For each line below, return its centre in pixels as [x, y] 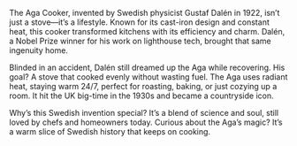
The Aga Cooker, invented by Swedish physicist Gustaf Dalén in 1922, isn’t [145, 13]
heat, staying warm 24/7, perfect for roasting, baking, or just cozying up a [143, 86]
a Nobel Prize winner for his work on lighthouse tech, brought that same [140, 41]
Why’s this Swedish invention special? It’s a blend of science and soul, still [144, 113]
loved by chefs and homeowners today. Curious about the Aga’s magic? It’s [146, 122]
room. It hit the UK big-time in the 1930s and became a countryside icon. [141, 96]
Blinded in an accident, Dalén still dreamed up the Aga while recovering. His [147, 67]
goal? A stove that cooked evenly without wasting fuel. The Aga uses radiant [148, 77]
